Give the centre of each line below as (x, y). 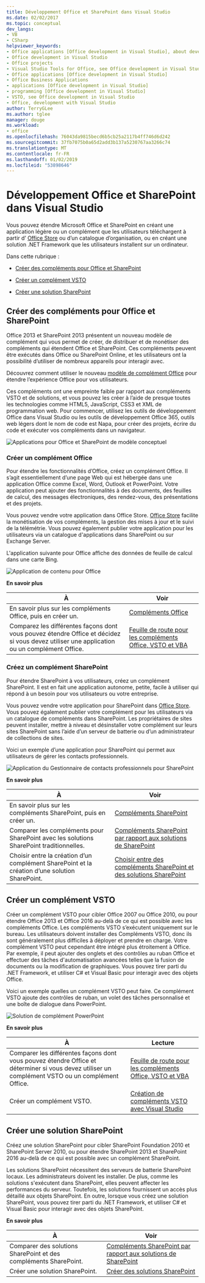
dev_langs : (20, 29)
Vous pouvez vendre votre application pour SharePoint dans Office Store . (99, 705)
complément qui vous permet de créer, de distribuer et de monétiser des (98, 342)
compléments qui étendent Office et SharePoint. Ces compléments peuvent (101, 348)
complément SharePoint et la (51, 863)
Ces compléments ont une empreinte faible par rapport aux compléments (99, 391)
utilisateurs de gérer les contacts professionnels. (68, 756)
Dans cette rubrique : (33, 256)
